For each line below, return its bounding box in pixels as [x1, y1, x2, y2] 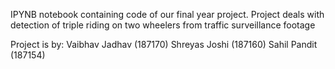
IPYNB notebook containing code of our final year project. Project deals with [10, 9, 325, 20]
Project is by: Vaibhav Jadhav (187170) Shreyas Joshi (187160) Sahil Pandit [10, 39, 318, 50]
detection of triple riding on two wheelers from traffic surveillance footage [10, 19, 316, 31]
